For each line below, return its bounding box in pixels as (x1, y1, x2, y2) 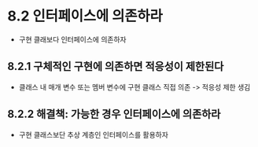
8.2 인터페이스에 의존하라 (7, 7, 163, 25)
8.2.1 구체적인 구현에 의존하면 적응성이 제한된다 (7, 60, 224, 73)
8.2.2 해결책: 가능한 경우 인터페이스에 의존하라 (7, 108, 221, 121)
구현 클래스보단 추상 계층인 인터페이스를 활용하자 (18, 130, 168, 139)
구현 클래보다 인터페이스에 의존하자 (18, 35, 127, 44)
